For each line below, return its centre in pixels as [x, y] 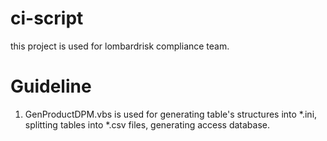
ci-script [47, 18]
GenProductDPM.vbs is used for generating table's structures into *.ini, [171, 114]
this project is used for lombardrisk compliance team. [120, 46]
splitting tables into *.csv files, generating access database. [147, 124]
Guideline [51, 86]
